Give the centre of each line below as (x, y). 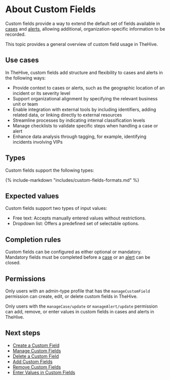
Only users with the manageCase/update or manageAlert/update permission (82, 306)
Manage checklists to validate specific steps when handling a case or (85, 125)
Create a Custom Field (36, 345)
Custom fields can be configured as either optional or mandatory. (74, 252)
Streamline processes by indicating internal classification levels (79, 120)
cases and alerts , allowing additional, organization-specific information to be (85, 29)
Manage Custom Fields (37, 350)
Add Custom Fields (32, 361)
